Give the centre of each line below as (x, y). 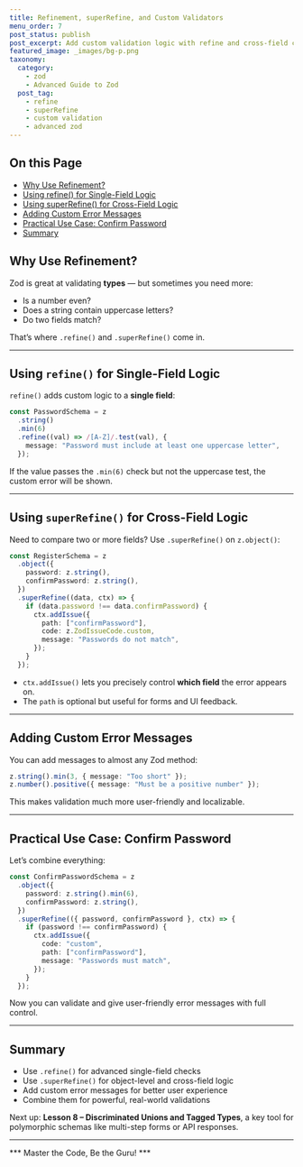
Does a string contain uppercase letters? (98, 310)
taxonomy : (28, 60)
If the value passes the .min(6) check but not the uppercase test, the (138, 471)
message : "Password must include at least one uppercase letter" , (153, 446)
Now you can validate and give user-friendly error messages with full (138, 1003)
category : (36, 69)
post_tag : (36, 93)
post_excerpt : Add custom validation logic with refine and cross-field (149, 43)
